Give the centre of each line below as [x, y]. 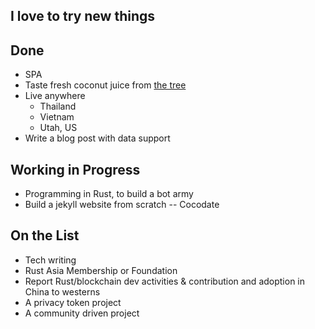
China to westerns [62, 291]
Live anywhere [55, 96]
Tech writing [50, 260]
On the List [45, 235]
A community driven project [82, 313]
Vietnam [57, 117]
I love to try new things [83, 16]
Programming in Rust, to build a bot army [109, 194]
